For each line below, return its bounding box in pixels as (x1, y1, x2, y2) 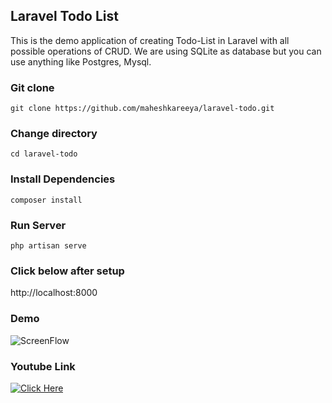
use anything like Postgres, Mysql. (10, 55, 152, 68)
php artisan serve (10, 241, 87, 251)
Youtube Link (10, 359, 76, 373)
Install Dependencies (10, 172, 116, 186)
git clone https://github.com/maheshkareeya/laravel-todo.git (10, 104, 275, 114)
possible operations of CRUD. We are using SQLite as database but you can (10, 45, 322, 57)
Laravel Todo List (10, 8, 119, 25)
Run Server (10, 218, 67, 232)
